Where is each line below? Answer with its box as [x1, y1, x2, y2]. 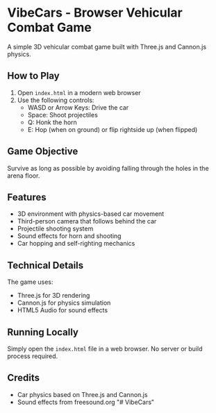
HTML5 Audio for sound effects [17, 306, 108, 314]
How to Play [7, 70, 60, 82]
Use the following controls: [17, 96, 94, 104]
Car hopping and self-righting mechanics [17, 239, 135, 248]
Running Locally [7, 326, 78, 338]
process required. [7, 352, 58, 360]
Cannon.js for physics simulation [17, 298, 111, 307]
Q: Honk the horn [27, 118, 78, 126]
